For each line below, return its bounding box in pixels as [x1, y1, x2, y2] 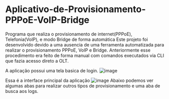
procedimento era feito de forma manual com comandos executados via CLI [5, 52, 164, 59]
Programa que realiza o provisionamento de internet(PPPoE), [5, 31, 132, 37]
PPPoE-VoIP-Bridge [5, 14, 90, 26]
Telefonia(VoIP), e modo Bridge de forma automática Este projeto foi [5, 36, 148, 42]
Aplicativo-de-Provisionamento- [5, 4, 146, 15]
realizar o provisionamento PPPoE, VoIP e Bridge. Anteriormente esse [5, 47, 151, 53]
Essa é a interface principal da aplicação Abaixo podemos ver [5, 77, 154, 83]
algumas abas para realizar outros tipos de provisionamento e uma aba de [5, 82, 161, 89]
